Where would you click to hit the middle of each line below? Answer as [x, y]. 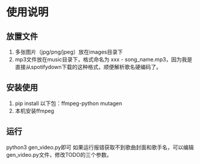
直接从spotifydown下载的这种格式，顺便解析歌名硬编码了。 [88, 67]
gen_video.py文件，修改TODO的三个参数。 [59, 154]
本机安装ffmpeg [35, 111]
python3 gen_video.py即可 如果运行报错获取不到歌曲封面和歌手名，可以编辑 [100, 147]
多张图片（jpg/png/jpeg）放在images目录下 [69, 52]
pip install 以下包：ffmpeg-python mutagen [68, 103]
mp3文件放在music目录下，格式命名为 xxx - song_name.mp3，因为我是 [104, 59]
